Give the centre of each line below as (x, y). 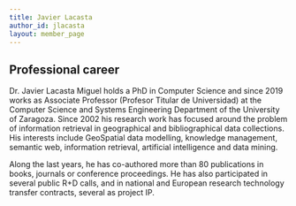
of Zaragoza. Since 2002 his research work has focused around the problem (148, 119)
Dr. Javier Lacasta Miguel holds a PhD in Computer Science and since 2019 (146, 91)
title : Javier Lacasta (51, 17)
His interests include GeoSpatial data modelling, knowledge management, (144, 138)
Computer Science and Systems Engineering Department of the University (144, 110)
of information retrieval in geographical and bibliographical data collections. (147, 128)
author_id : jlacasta (47, 26)
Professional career (65, 69)
